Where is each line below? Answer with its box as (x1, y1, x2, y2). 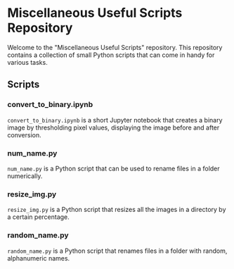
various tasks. (7, 58, 48, 66)
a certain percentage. (7, 213, 70, 221)
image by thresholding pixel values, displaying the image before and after (7, 123, 220, 132)
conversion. (7, 130, 41, 139)
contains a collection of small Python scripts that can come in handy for (7, 51, 215, 59)
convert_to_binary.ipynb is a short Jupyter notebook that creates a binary (7, 115, 223, 124)
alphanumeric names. (7, 254, 70, 262)
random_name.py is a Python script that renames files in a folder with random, (7, 246, 228, 255)
